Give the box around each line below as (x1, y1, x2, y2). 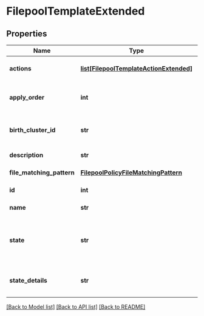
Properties (6, 29, 47, 39)
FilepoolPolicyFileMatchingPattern (80, 168, 182, 177)
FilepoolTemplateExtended (6, 4, 145, 18)
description (9, 151, 44, 159)
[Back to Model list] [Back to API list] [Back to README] (6, 303, 146, 311)
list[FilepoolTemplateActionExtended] (80, 64, 193, 72)
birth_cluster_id (9, 126, 56, 134)
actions (9, 64, 32, 72)
